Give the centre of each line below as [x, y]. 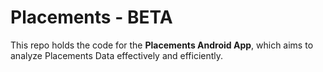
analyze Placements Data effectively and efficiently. [117, 55]
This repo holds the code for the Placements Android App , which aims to [162, 45]
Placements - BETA [91, 17]
